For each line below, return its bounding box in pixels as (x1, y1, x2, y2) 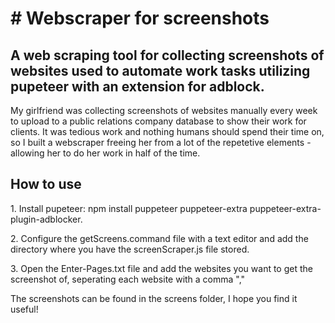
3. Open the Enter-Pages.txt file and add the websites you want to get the (10, 262, 313, 274)
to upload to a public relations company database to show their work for (10, 115, 307, 127)
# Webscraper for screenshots (10, 7, 270, 30)
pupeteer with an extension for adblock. (10, 78, 265, 95)
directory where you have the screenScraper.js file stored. (10, 243, 250, 255)
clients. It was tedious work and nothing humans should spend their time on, (10, 126, 325, 137)
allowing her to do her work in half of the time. (10, 147, 201, 159)
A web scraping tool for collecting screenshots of (10, 47, 325, 64)
